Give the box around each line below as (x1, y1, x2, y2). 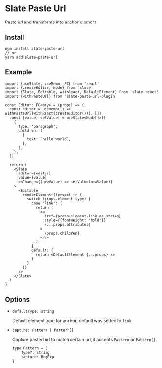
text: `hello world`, (26, 136, 71, 142)
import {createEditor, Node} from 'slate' (5, 85, 93, 90)
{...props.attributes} (44, 222, 91, 227)
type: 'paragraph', (18, 124, 58, 129)
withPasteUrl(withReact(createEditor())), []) (5, 111, 102, 116)
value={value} (18, 175, 47, 180)
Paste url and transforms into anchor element (5, 19, 96, 25)
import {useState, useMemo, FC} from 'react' (5, 81, 99, 86)
